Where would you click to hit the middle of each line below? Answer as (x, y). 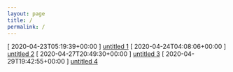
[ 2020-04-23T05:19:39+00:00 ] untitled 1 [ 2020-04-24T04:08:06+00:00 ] (116, 47)
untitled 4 (84, 62)
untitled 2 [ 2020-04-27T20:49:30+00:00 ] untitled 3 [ (86, 54)
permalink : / (26, 27)
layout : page (26, 14)
